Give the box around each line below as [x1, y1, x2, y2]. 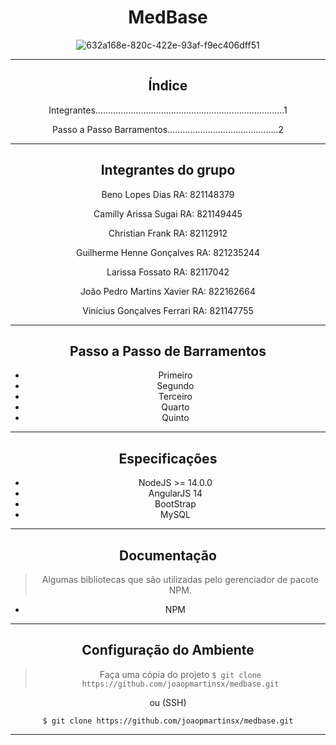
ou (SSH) [149, 696, 187, 708]
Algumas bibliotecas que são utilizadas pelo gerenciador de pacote [41, 574, 320, 585]
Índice [148, 77, 188, 95]
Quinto [161, 412, 190, 424]
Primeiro [158, 369, 193, 381]
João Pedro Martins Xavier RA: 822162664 [80, 285, 256, 297]
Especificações [118, 450, 218, 467]
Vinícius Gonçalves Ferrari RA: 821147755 [82, 304, 254, 316]
